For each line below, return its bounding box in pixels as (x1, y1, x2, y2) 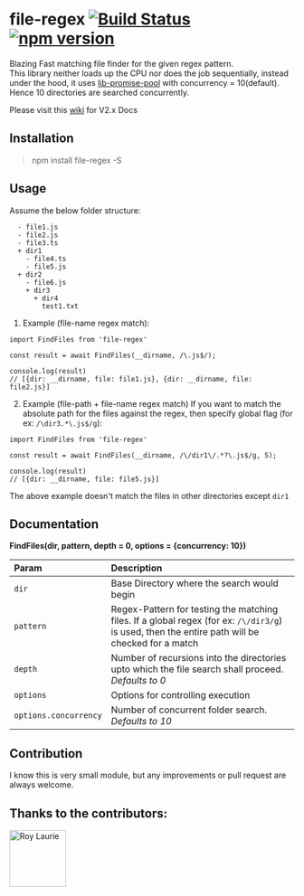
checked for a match (110, 637, 199, 650)
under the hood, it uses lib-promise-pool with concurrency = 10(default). (9, 77, 280, 88)
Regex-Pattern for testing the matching (110, 603, 279, 616)
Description (110, 561, 163, 574)
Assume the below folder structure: (9, 204, 141, 216)
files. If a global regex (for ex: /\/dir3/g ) (110, 615, 283, 627)
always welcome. (9, 779, 74, 790)
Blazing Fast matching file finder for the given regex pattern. (9, 58, 233, 69)
